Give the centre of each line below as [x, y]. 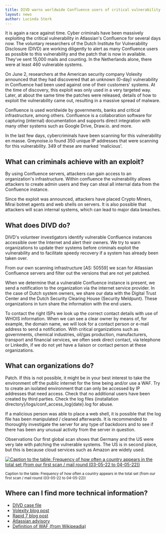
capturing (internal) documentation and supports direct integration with [78, 121]
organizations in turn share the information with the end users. [69, 304]
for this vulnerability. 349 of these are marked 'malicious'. [64, 146]
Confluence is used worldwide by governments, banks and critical [73, 110]
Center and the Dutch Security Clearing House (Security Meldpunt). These [81, 298]
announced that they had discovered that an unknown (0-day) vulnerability [82, 79]
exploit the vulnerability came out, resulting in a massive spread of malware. [83, 101]
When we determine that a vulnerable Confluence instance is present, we [80, 283]
